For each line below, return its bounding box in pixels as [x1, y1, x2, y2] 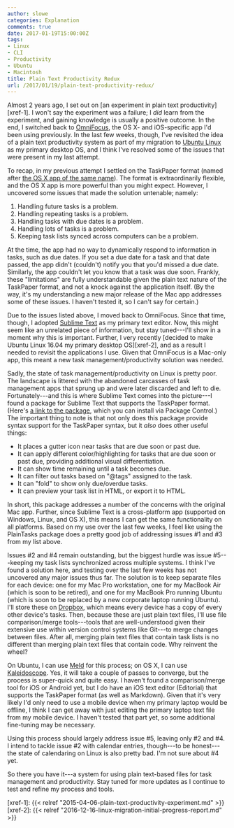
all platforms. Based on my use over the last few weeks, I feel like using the [7, 522, 224, 531]
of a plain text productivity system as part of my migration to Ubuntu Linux [7, 138, 221, 147]
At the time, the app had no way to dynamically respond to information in [7, 245, 217, 254]
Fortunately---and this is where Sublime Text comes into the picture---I [7, 392, 213, 400]
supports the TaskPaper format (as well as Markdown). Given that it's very [7, 691, 221, 699]
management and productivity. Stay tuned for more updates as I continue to [7, 778, 226, 786]
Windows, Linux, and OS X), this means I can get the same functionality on [7, 515, 222, 524]
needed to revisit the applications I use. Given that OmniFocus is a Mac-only [7, 348, 227, 357]
